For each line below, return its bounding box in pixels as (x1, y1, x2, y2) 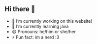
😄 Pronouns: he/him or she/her (11, 28, 76, 35)
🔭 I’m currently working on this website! (11, 18, 92, 24)
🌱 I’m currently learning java (11, 23, 69, 29)
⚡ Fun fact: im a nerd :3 (11, 34, 60, 40)
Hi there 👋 (4, 5, 35, 13)
